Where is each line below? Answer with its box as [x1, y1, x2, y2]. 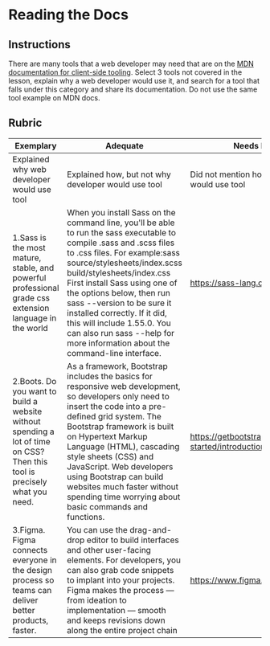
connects [12, 544, 48, 555]
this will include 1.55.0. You [67, 317, 171, 329]
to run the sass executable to [67, 227, 177, 238]
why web [12, 163, 47, 174]
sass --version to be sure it [67, 297, 172, 309]
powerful [12, 272, 47, 283]
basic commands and [67, 501, 149, 512]
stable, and [12, 262, 55, 273]
